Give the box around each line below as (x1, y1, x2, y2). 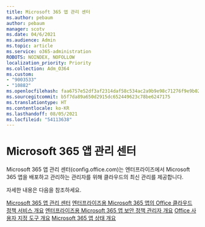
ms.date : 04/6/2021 (6, 32, 56, 38)
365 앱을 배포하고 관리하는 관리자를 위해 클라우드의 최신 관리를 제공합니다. (6, 173, 184, 181)
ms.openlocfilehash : (6, 88, 59, 94)
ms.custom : (6, 71, 34, 77)
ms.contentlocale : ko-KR (6, 105, 70, 111)
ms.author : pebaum (6, 15, 53, 21)
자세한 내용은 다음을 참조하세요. (6, 186, 82, 194)
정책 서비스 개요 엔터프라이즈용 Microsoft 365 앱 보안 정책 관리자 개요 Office (6, 207, 190, 214)
